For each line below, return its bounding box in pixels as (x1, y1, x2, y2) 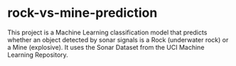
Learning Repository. (7, 51, 69, 59)
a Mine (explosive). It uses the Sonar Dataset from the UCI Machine (7, 43, 205, 51)
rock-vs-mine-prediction (7, 5, 158, 21)
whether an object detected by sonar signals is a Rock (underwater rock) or (7, 35, 229, 44)
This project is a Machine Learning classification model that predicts (7, 28, 208, 37)
